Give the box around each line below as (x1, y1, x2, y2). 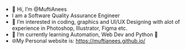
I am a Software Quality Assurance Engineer (11, 12, 120, 19)
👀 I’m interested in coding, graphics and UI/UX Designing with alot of (11, 18, 180, 25)
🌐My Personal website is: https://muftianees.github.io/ (11, 37, 146, 44)
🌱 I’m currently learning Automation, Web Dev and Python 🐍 (11, 31, 159, 38)
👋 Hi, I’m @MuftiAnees (11, 6, 67, 12)
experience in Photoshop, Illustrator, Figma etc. (11, 24, 128, 32)
